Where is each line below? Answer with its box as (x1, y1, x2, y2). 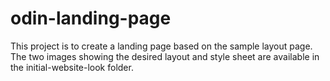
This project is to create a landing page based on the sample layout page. (10, 40, 313, 52)
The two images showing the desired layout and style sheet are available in (10, 50, 320, 62)
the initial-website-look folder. (10, 61, 134, 73)
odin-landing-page (10, 7, 172, 30)
